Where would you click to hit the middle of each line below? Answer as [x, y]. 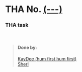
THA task [17, 25]
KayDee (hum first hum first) [47, 58]
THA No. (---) [34, 9]
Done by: [27, 48]
